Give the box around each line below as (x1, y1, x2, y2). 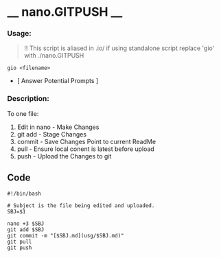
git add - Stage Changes (16, 130, 87, 138)
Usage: (7, 29, 32, 38)
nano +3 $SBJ (7, 220, 45, 227)
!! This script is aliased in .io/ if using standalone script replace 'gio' (23, 44, 215, 52)
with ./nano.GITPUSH (23, 51, 84, 60)
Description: (7, 94, 49, 104)
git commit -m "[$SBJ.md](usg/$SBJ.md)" (7, 232, 125, 239)
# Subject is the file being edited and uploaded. (7, 202, 155, 209)
